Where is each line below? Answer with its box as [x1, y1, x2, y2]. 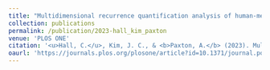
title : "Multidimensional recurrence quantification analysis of [8, 11, 231, 20]
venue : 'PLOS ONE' [8, 34, 70, 43]
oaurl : [8, 49, 31, 57]
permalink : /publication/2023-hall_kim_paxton [8, 27, 167, 35]
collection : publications [8, 19, 95, 27]
